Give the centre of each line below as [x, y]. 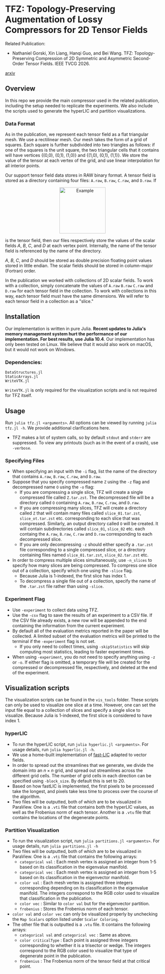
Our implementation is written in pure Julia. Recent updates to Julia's [76, 329]
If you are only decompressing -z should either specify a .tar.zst [86, 545]
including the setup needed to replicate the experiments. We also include [79, 106]
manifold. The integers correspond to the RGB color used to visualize [89, 893]
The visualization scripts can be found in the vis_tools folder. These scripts [82, 700]
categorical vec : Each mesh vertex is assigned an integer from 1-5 [88, 872]
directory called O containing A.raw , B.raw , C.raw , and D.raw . [80, 503]
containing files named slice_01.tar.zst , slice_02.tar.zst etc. [84, 555]
